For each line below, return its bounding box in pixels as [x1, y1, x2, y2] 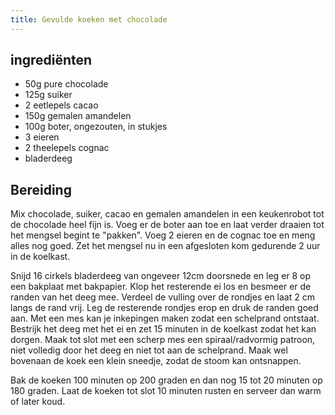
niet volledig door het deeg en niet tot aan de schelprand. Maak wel [10, 344, 288, 356]
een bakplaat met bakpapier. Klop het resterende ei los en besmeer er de [10, 281, 312, 293]
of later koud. [10, 396, 66, 408]
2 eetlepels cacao [24, 99, 99, 111]
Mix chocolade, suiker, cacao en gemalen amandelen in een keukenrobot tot [10, 208, 325, 220]
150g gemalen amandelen [24, 110, 132, 122]
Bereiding [10, 181, 72, 198]
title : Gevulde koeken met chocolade [10, 14, 168, 25]
